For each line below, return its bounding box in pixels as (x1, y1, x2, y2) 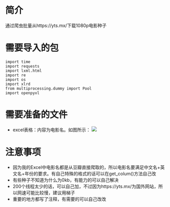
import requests (5, 64, 40, 69)
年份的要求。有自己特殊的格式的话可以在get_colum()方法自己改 (24, 170, 156, 176)
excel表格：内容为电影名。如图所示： (12, 127, 91, 133)
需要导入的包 (5, 42, 59, 54)
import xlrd (5, 81, 30, 86)
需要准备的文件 (5, 109, 68, 121)
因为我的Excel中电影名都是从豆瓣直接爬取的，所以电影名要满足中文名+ (12, 164, 161, 170)
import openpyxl (5, 90, 40, 96)
